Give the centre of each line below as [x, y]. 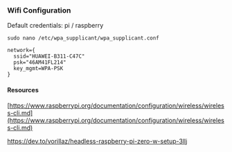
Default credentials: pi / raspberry [55, 26]
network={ [21, 51]
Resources [23, 90]
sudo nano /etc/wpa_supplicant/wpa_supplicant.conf [83, 38]
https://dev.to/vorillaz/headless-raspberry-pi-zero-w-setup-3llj [97, 141]
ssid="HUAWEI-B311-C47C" [49, 57]
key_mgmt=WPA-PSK [38, 69]
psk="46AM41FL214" [40, 62]
